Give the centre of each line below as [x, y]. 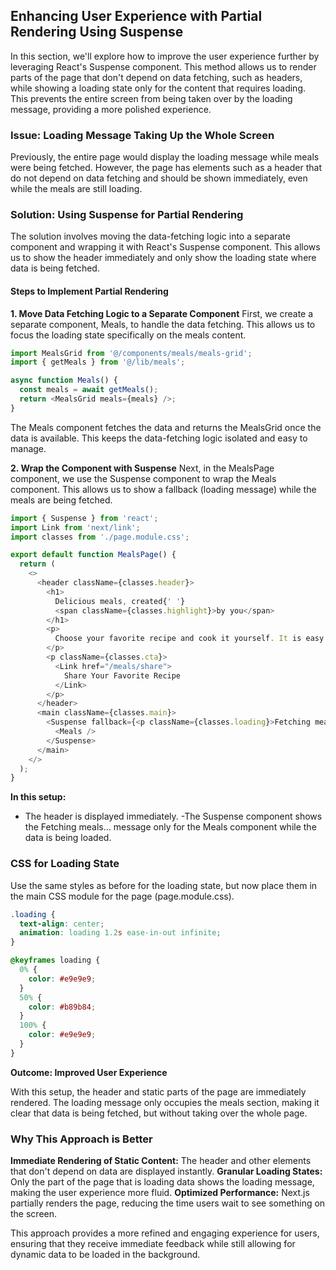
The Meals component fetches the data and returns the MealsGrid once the [166, 427]
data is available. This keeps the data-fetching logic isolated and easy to [159, 438]
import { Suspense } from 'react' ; [84, 518]
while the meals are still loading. [76, 189]
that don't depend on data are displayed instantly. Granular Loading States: [166, 1171]
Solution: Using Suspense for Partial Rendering [127, 215]
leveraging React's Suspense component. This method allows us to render [163, 66]
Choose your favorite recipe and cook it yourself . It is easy [189, 639]
